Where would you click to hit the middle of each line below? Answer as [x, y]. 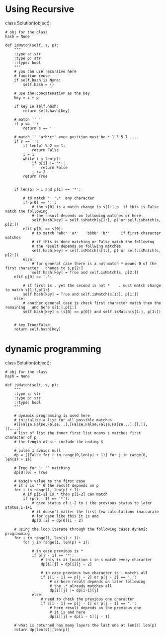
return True [36, 176]
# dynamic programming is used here [52, 415]
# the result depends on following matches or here [86, 216]
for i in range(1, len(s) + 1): [47, 538]
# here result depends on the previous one [95, 608]
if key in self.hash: [36, 106]
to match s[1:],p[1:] [28, 290]
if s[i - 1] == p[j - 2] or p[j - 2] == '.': [88, 577]
